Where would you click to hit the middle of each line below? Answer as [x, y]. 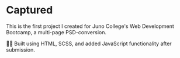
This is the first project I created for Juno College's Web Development [90, 26]
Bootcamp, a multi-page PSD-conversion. [56, 32]
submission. [20, 49]
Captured [30, 10]
